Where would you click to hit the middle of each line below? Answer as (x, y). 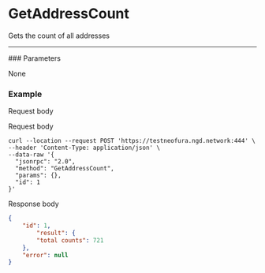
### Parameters (35, 58)
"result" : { (56, 233)
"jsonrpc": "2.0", (46, 162)
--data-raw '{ (32, 155)
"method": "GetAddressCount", (65, 169)
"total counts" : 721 (70, 240)
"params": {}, (38, 176)
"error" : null (45, 255)
